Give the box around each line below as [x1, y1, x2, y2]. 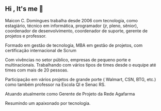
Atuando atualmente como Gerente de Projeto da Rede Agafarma [5, 91, 135, 97]
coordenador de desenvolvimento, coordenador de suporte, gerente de [5, 28, 148, 34]
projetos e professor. [5, 33, 47, 39]
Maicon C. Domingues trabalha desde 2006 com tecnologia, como [5, 17, 138, 23]
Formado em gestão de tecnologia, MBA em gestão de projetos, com [5, 42, 143, 48]
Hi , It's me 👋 [5, 5, 44, 13]
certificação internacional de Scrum [5, 47, 77, 53]
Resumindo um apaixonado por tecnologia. [5, 100, 91, 106]
